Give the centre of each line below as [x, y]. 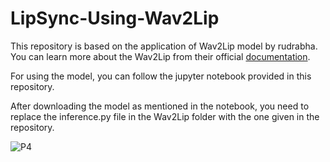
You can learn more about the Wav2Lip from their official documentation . [160, 56]
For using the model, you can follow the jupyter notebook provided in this [161, 76]
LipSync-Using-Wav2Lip [115, 18]
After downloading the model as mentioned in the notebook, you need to [160, 106]
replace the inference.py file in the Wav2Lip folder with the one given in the [165, 116]
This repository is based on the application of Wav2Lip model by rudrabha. [164, 46]
